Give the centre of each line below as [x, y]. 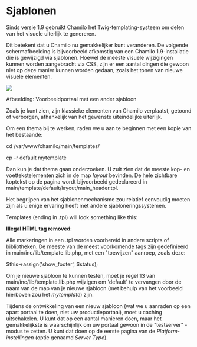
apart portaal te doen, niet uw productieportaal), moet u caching [84, 312]
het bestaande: [24, 134]
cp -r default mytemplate [36, 158]
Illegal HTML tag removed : [39, 229]
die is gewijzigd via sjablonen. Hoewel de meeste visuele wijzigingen [90, 57]
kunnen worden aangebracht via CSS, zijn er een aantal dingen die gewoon [98, 64]
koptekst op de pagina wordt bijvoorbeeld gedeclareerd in [77, 181]
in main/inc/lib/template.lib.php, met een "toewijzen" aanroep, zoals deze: [96, 252]
